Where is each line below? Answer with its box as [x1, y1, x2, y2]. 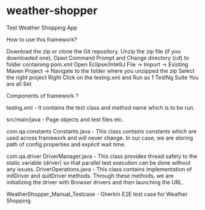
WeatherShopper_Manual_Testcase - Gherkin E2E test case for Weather [6, 190, 188, 198]
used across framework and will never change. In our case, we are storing [6, 134, 193, 141]
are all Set [6, 80, 32, 88]
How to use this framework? [6, 36, 78, 43]
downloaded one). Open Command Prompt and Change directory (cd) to [6, 54, 190, 61]
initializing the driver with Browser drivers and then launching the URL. [6, 178, 184, 186]
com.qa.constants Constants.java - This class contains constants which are [6, 127, 197, 135]
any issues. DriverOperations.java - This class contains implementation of [6, 165, 192, 173]
